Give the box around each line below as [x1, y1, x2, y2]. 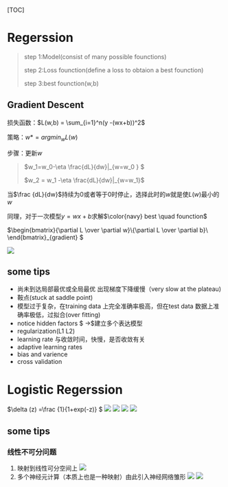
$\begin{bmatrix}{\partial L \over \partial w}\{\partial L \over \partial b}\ [7, 226, 208, 234]
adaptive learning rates [16, 343, 82, 351]
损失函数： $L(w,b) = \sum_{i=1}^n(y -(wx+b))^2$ [7, 118, 146, 127]
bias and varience [16, 350, 68, 358]
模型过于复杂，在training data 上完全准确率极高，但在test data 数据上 [16, 302, 214, 310]
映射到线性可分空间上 [16, 464, 78, 472]
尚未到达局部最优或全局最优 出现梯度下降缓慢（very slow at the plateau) [16, 285, 222, 293]
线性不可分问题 [7, 447, 57, 457]
